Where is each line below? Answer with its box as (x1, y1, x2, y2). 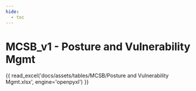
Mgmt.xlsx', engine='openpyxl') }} (5, 79, 89, 86)
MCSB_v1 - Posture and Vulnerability (5, 40, 191, 54)
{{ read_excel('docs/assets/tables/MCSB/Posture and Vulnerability (5, 72, 169, 79)
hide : (5, 8, 19, 15)
